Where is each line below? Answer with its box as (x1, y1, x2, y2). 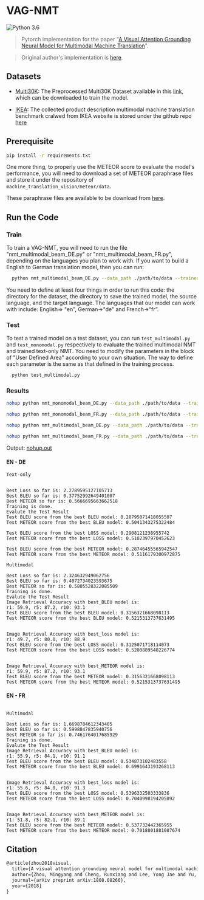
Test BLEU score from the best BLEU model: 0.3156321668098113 (6, 610, 170, 616)
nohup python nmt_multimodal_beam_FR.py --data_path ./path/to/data (6, 433, 183, 439)
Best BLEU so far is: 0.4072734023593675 (6, 578, 113, 584)
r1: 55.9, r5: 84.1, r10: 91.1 (6, 753, 86, 760)
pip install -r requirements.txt (6, 153, 91, 159)
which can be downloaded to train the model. (15, 94, 129, 101)
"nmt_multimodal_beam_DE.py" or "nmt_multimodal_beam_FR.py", (6, 250, 173, 258)
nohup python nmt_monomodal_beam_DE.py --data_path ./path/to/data (6, 400, 181, 407)
